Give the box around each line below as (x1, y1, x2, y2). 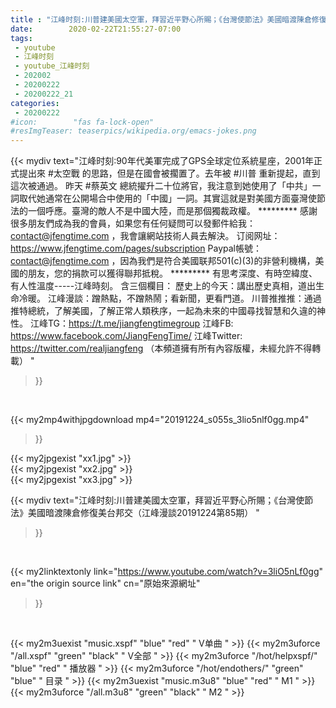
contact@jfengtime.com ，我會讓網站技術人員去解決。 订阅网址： (10, 230, 281, 242)
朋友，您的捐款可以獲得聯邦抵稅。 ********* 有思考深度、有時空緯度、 (27, 267, 318, 280)
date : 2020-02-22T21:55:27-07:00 (10, 24, 182, 34)
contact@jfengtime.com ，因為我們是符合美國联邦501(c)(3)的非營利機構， (10, 255, 316, 267)
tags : (10, 33, 33, 43)
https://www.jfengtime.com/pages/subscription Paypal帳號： (10, 242, 262, 255)
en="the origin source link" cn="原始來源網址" (10, 577, 201, 590)
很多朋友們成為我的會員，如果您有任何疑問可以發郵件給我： (10, 217, 256, 230)
